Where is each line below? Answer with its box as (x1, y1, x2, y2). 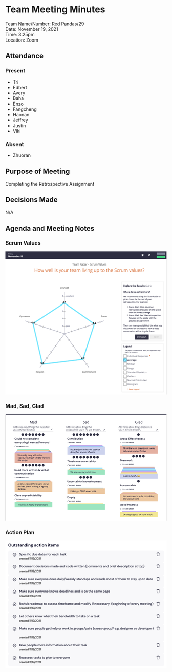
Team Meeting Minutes (5, 4, 105, 15)
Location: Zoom (5, 37, 38, 43)
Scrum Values (5, 239, 41, 247)
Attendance (5, 52, 44, 60)
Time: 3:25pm (5, 31, 35, 37)
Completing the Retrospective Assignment (5, 180, 95, 187)
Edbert (12, 84, 27, 90)
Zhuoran (12, 152, 31, 158)
